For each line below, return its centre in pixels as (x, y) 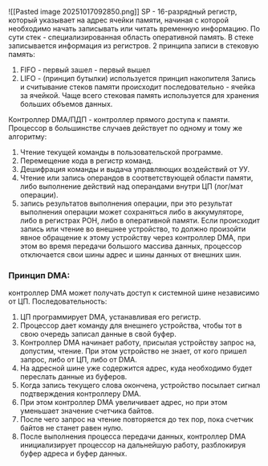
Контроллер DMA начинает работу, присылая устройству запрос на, (138, 343)
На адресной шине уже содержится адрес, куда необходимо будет (136, 368)
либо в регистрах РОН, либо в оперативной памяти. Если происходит (140, 221)
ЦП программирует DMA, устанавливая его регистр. (110, 317)
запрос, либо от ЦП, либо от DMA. (79, 360)
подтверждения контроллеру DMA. (81, 394)
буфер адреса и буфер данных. (73, 454)
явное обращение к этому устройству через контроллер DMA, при (135, 237)
